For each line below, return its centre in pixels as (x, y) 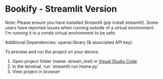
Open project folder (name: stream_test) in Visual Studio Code (75, 61)
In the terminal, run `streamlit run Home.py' (55, 66)
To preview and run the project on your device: (52, 52)
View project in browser (36, 71)
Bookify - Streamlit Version (61, 9)
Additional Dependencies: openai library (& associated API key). (69, 42)
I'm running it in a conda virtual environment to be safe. (61, 33)
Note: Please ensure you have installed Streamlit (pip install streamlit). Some (82, 22)
